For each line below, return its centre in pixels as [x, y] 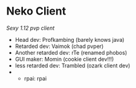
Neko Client [36, 11]
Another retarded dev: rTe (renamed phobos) [71, 52]
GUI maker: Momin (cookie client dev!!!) [64, 59]
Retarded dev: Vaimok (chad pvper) [59, 46]
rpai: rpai [35, 78]
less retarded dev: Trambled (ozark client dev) [73, 66]
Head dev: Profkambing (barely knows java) [70, 39]
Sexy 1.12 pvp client [31, 28]
